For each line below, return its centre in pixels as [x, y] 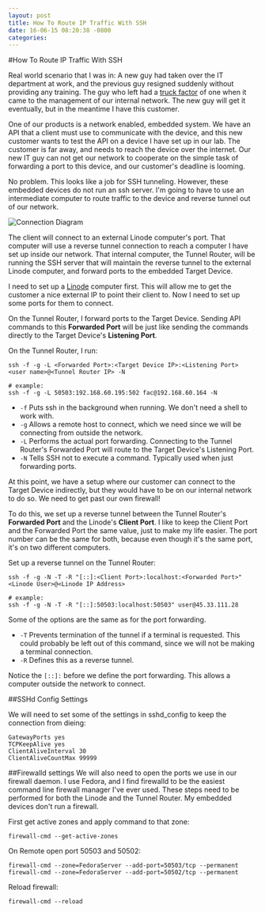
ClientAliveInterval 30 [47, 751]
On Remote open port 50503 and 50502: [74, 851]
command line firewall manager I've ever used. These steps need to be [124, 790]
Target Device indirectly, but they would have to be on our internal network [130, 490]
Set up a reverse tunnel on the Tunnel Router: [82, 563]
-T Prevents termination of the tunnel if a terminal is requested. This [130, 635]
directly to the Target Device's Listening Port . [83, 335]
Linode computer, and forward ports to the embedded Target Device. [121, 271]
